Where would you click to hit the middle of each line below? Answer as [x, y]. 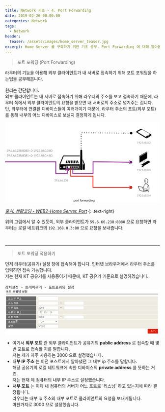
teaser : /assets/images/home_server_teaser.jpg [59, 42]
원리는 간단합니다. [22, 90]
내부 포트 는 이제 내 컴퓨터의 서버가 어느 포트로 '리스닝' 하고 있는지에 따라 [82, 386]
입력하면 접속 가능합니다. [29, 270]
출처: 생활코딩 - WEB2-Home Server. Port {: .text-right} [60, 211]
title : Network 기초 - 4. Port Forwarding [48, 10]
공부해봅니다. [30, 78]
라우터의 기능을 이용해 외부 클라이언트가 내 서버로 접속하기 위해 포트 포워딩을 [79, 73]
